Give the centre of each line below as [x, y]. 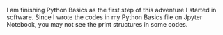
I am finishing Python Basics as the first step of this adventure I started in [111, 10]
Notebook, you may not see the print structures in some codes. [97, 24]
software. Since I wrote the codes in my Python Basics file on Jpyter [105, 17]
